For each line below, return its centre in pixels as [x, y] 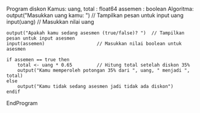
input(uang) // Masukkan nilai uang [50, 22]
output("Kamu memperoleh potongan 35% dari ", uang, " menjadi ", [104, 70]
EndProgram [22, 103]
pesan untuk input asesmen [41, 38]
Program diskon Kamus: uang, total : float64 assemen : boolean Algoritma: [100, 9]
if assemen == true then [38, 60]
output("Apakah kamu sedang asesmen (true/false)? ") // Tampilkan [95, 33]
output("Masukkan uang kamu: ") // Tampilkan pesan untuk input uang [95, 15]
